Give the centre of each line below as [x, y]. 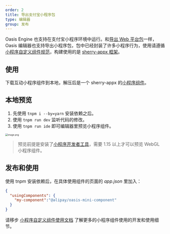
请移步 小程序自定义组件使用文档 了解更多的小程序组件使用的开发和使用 [80, 220]
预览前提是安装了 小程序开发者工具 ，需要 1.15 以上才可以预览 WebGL [89, 144]
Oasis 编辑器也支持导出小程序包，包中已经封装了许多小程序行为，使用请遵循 [85, 46]
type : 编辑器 [18, 19]
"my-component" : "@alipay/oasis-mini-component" [65, 200]
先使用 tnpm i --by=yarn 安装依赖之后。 [54, 113]
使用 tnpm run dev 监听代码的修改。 [50, 119]
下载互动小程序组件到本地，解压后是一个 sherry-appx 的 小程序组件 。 [77, 83]
